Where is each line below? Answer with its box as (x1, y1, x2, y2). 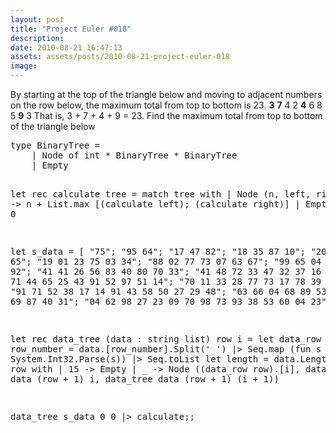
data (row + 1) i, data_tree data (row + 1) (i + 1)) (10, 374, 280, 385)
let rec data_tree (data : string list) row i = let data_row (10, 334, 322, 345)
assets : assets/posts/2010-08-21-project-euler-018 (10, 52, 230, 62)
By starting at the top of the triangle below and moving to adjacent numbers (10, 89, 323, 100)
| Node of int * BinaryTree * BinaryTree (31, 150, 238, 161)
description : (10, 33, 65, 43)
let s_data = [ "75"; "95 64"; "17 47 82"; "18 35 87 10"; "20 (10, 246, 327, 257)
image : (10, 61, 38, 71)
